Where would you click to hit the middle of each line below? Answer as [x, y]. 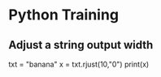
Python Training [64, 15]
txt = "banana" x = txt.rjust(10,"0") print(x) [79, 64]
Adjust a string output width [81, 45]
